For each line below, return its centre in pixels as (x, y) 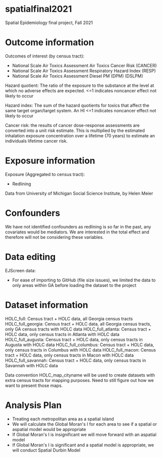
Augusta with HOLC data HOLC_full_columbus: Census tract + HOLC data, (80, 345)
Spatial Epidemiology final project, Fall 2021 (49, 23)
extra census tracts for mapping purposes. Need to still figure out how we (80, 380)
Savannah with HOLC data (32, 365)
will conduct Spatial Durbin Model (46, 450)
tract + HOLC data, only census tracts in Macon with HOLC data (69, 355)
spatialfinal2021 (39, 9)
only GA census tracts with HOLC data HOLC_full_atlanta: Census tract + (78, 329)
